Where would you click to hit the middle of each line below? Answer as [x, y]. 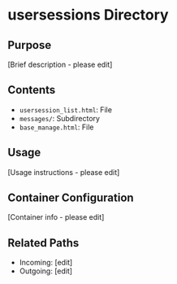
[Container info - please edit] [56, 217]
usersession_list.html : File [66, 109]
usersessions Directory [88, 15]
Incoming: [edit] [46, 263]
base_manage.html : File [56, 127]
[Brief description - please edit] [60, 64]
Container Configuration [71, 198]
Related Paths [43, 243]
